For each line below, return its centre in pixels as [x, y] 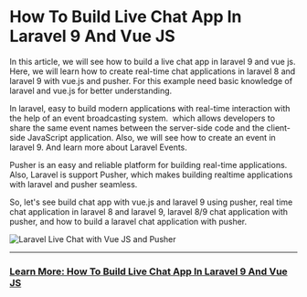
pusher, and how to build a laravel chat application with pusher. [128, 221]
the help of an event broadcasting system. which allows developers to [143, 118]
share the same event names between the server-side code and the [137, 127]
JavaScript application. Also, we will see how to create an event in [151, 137]
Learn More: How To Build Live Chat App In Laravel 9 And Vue [148, 271]
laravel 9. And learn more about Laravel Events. [98, 147]
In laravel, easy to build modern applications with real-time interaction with [150, 108]
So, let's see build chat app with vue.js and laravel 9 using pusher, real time [151, 202]
